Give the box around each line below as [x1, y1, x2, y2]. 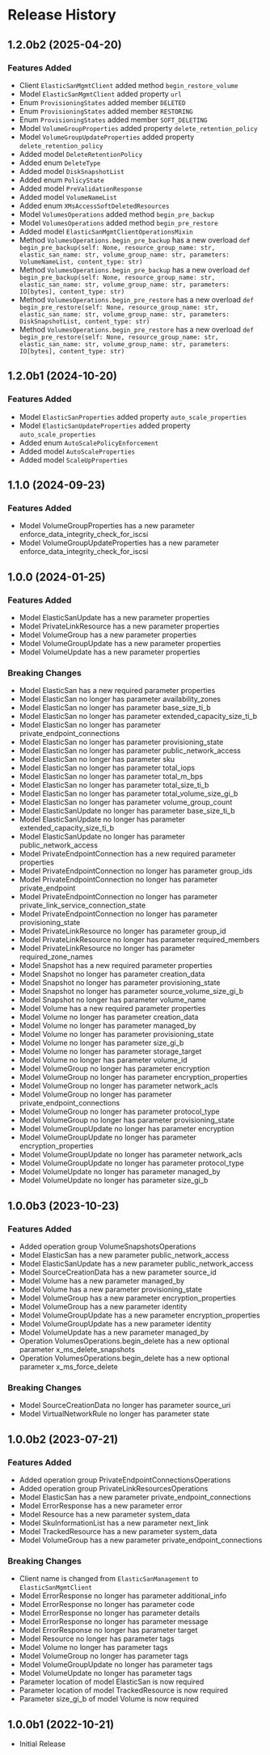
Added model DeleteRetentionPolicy [19, 149, 143, 159]
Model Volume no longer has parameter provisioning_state [19, 1030, 214, 1039]
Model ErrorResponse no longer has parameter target [19, 1626, 198, 1635]
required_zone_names [19, 952, 94, 962]
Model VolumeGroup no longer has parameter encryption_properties [19, 1072, 248, 1082]
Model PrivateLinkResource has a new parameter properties [19, 621, 220, 631]
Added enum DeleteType [19, 158, 101, 167]
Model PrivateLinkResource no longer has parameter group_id [19, 926, 227, 936]
